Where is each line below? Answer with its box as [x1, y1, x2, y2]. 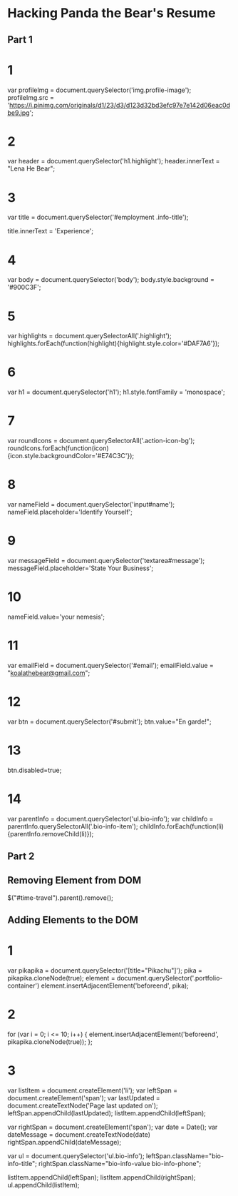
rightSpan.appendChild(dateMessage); [7, 1138, 122, 1147]
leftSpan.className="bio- [145, 1152, 224, 1160]
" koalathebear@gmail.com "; [7, 669, 90, 677]
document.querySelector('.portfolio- [116, 974, 223, 983]
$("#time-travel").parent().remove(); [7, 893, 114, 902]
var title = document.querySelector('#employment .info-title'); [7, 213, 189, 222]
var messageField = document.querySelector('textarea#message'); [7, 557, 205, 565]
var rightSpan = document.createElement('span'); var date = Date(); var [7, 1122, 218, 1132]
